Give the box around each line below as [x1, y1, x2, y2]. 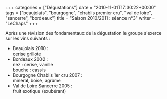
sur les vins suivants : [5, 35, 51, 41]
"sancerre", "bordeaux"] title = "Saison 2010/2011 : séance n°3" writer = [5, 15, 155, 21]
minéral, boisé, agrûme [12, 78, 61, 83]
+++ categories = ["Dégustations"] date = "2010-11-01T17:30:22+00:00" [5, 5, 156, 10]
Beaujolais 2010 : [12, 45, 49, 51]
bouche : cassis [12, 67, 46, 73]
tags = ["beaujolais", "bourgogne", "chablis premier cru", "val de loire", [5, 10, 152, 16]
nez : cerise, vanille [12, 62, 53, 67]
